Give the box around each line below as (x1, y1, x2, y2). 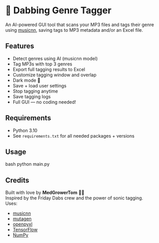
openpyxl (12, 221, 33, 227)
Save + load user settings (12, 82, 67, 89)
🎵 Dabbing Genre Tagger (5, 5, 111, 16)
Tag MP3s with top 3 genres (12, 61, 73, 67)
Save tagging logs (12, 93, 51, 99)
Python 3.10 (12, 127, 37, 134)
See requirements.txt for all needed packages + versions (12, 132, 134, 139)
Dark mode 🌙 (12, 77, 41, 83)
